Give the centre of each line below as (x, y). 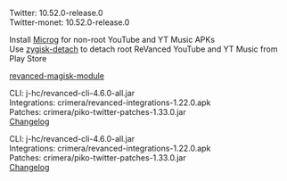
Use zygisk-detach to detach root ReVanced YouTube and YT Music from (143, 49)
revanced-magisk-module (57, 76)
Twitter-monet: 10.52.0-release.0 (70, 22)
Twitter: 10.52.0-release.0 (57, 13)
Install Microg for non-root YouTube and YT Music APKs (112, 40)
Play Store (28, 58)
